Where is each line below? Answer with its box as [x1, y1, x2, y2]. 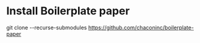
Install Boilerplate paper [6, 4, 130, 18]
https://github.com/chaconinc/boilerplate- [88, 24, 194, 31]
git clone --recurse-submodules [6, 24, 87, 31]
